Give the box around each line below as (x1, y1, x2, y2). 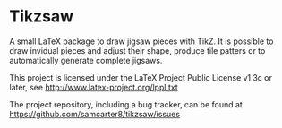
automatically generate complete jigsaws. (9, 55, 163, 65)
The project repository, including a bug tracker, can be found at (9, 98, 244, 109)
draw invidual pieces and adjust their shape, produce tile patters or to (9, 45, 266, 55)
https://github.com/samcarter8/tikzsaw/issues (9, 108, 181, 119)
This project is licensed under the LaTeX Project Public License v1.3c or (9, 72, 273, 82)
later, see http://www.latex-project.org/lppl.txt (9, 81, 178, 92)
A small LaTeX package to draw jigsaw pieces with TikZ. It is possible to (9, 36, 274, 47)
